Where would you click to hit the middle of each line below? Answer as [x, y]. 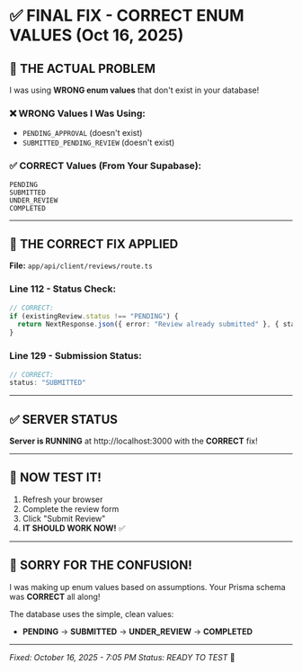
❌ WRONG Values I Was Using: [77, 113]
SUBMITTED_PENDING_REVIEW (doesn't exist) [98, 143]
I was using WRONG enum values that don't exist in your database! [134, 90]
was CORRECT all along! [55, 596]
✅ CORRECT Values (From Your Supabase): [106, 166]
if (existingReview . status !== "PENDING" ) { [94, 316]
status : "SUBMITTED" [48, 383]
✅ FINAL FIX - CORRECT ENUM [127, 16]
